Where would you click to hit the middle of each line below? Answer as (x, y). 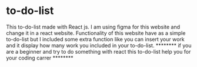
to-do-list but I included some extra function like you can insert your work (96, 39)
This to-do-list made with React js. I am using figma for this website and (93, 27)
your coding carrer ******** (40, 58)
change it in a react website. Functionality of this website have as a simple (96, 33)
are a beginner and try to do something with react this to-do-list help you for (98, 51)
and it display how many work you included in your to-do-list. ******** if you (99, 45)
